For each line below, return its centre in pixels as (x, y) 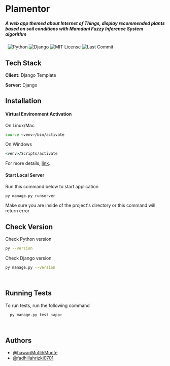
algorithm (16, 34)
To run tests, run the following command (47, 305)
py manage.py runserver (30, 196)
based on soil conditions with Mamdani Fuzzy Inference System (74, 29)
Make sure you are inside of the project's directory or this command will (80, 205)
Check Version (29, 227)
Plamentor (28, 9)
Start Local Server (25, 175)
